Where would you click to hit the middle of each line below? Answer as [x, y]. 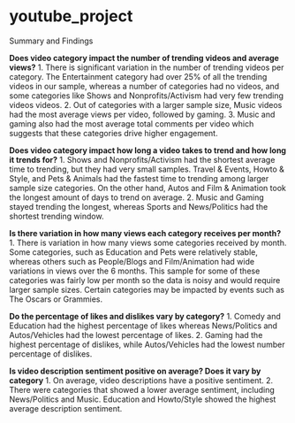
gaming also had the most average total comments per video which [132, 123]
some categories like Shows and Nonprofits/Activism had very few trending [147, 96]
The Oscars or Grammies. [56, 299]
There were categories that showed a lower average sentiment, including [142, 389]
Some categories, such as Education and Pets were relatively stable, [133, 252]
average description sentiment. [66, 408]
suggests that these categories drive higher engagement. [113, 133]
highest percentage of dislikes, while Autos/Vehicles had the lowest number [147, 344]
